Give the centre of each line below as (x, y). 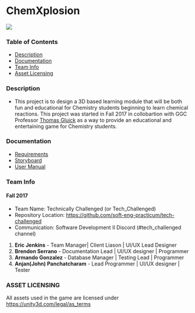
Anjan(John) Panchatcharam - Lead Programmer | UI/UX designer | (97, 263)
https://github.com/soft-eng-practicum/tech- (120, 215)
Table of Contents (32, 42)
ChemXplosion (43, 11)
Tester (22, 270)
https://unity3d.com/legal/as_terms (48, 304)
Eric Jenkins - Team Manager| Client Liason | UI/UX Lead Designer (95, 245)
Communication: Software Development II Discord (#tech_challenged (98, 227)
